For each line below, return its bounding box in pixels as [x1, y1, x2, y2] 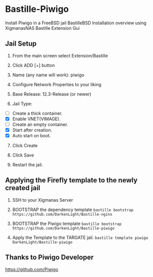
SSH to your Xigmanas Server [12, 197, 73, 203]
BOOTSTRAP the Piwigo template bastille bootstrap [12, 221, 122, 226]
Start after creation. [12, 127, 52, 133]
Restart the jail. [12, 162, 43, 168]
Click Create [12, 143, 38, 149]
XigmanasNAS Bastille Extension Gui [5, 25, 80, 31]
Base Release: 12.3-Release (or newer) [12, 91, 92, 97]
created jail [5, 184, 41, 192]
